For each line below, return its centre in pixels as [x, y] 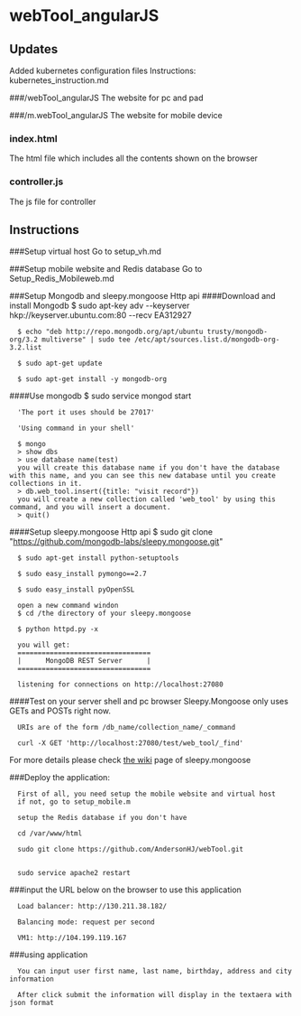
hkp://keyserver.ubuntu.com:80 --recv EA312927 [100, 315]
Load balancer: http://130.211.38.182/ [92, 907]
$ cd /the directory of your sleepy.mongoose [105, 614]
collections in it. [46, 484]
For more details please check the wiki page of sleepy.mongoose [130, 760]
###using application [49, 955]
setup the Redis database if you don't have [102, 818]
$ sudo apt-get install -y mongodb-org [92, 379]
